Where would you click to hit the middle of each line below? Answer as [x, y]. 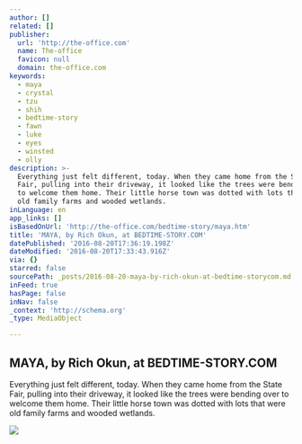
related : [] [31, 26]
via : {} [24, 260]
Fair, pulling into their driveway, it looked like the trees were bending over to [149, 394]
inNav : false [34, 302]
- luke [30, 135]
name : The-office [50, 51]
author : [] [30, 18]
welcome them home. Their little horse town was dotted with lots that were [147, 403]
